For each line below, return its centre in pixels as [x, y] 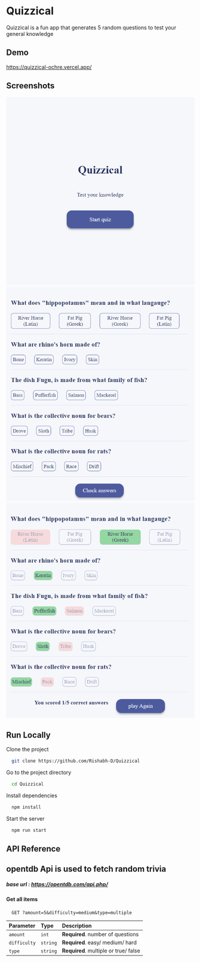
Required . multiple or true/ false [101, 951]
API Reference [33, 849]
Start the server [25, 818]
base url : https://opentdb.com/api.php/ [57, 884]
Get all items [22, 899]
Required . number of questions [100, 934]
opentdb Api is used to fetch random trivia [86, 869]
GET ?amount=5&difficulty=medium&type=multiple [72, 913]
